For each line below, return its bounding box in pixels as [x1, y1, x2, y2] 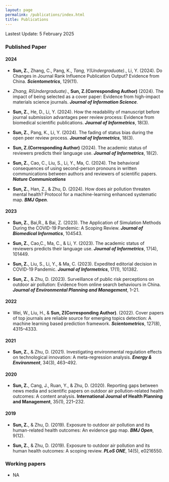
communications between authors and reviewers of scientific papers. [12, 171, 157, 177]
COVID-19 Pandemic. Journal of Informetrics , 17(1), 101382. [12, 266, 138, 272]
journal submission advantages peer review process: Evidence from [12, 114, 154, 120]
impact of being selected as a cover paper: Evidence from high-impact [12, 93, 160, 100]
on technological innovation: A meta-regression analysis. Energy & [12, 354, 152, 361]
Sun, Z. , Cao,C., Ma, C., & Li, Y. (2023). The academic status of [12, 240, 145, 246]
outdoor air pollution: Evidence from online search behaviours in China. [12, 281, 161, 287]
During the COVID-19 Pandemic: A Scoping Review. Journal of [12, 224, 143, 231]
